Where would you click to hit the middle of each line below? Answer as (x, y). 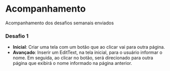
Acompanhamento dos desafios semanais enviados (59, 23)
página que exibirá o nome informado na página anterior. (72, 63)
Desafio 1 (17, 36)
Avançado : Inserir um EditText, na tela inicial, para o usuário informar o (87, 52)
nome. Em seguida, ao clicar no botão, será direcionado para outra (83, 58)
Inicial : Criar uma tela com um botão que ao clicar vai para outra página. (89, 47)
